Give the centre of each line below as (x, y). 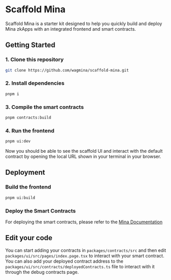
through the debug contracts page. (42, 272)
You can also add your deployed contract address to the (64, 261)
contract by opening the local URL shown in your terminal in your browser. (83, 156)
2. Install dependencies (35, 83)
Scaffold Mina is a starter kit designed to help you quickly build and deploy (84, 24)
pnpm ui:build (20, 198)
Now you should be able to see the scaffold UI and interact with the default (84, 151)
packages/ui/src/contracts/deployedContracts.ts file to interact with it (80, 266)
